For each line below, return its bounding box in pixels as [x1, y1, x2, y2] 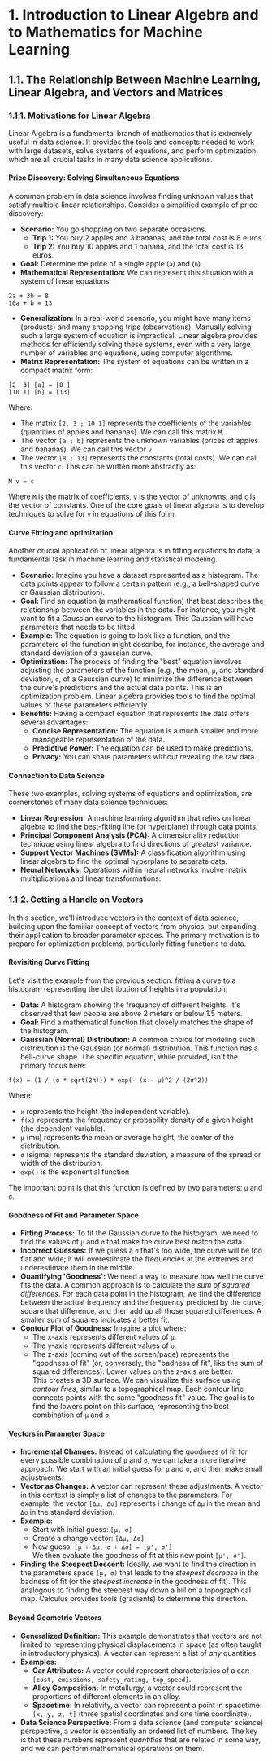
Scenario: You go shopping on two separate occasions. [19, 224, 207, 234]
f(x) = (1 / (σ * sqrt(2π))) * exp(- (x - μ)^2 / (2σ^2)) [8, 1076, 209, 1085]
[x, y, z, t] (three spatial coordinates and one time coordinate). [32, 1709, 252, 1719]
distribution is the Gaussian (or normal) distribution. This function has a [19, 1043, 258, 1053]
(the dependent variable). [19, 1123, 106, 1134]
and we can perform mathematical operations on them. [19, 1743, 205, 1753]
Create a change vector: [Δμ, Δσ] [32, 1534, 145, 1543]
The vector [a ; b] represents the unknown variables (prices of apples [19, 436, 259, 446]
